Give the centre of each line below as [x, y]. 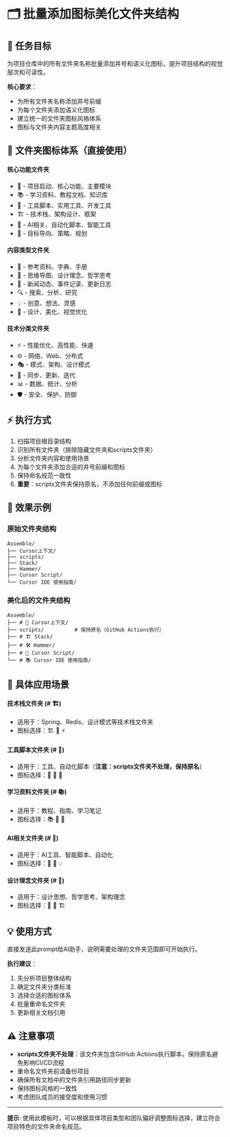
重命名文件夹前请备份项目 [53, 1071]
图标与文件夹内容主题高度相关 [59, 127]
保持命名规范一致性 [44, 475]
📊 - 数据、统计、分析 [47, 384]
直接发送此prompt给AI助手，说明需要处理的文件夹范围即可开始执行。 [104, 949]
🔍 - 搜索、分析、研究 [47, 292]
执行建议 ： [22, 964]
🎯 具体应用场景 [38, 685]
